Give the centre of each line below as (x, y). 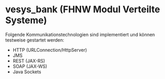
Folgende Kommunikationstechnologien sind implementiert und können (80, 34)
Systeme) (26, 20)
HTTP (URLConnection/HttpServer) (50, 50)
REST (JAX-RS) (29, 61)
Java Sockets (27, 72)
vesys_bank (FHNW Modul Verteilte (83, 9)
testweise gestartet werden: (35, 40)
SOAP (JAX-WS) (30, 66)
